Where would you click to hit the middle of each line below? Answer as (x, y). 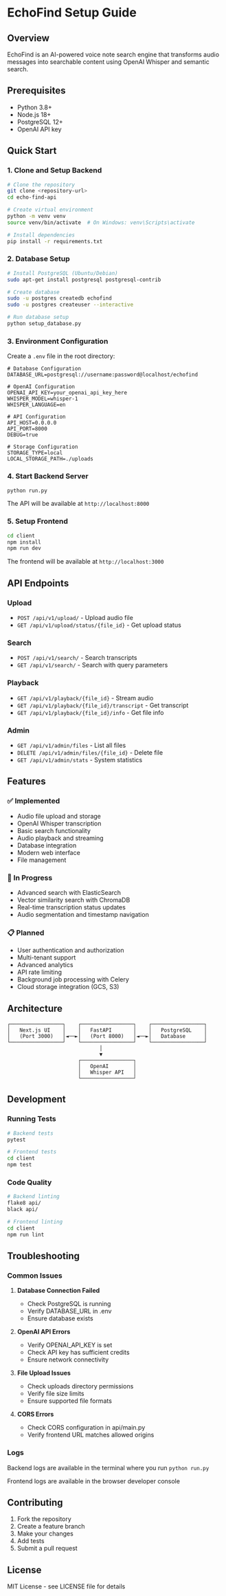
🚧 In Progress (30, 878)
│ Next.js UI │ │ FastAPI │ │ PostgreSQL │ (107, 1030)
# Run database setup (38, 318)
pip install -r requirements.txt (55, 241)
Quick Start (32, 151)
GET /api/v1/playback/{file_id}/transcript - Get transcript (103, 705)
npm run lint (26, 1234)
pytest (16, 1140)
